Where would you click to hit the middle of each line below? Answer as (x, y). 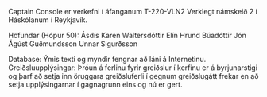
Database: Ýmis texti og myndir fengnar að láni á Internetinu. (107, 59)
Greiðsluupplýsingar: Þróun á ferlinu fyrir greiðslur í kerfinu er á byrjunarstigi (133, 68)
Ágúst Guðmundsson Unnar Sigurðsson (73, 44)
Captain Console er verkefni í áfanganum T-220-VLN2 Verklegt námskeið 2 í (133, 12)
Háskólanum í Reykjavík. (48, 20)
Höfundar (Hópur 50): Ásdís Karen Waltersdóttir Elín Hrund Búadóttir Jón (127, 35)
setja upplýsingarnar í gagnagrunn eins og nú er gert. (95, 84)
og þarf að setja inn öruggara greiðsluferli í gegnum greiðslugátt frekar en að (133, 76)
